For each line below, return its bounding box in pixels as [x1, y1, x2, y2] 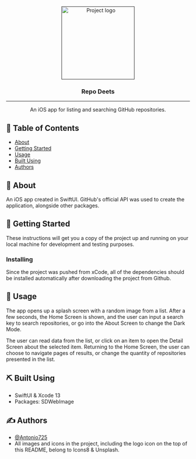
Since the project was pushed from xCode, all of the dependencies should [6, 269, 185, 276]
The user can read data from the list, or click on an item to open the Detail [6, 337, 184, 344]
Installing [6, 255, 33, 263]
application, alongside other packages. [6, 202, 100, 209]
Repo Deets [81, 87, 115, 95]
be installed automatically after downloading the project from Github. [6, 275, 171, 282]
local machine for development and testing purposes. [6, 241, 135, 248]
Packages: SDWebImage [14, 398, 74, 405]
